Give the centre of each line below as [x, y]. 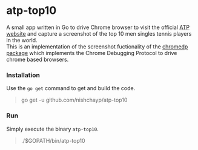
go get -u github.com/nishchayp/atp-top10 [74, 100]
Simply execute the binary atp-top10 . [52, 129]
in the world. [22, 40]
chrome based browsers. [38, 59]
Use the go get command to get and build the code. [71, 88]
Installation [23, 75]
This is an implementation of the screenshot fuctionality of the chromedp [97, 47]
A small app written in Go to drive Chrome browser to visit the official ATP [98, 27]
